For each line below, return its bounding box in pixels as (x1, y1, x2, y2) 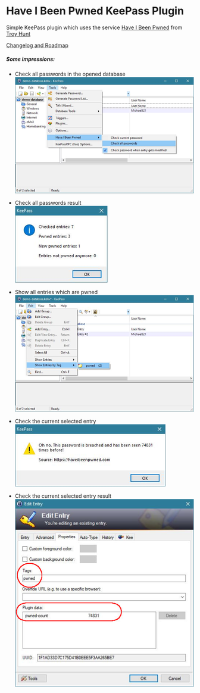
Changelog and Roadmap (6, 42, 68, 49)
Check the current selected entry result (14, 492, 112, 500)
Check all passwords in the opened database (14, 70, 126, 77)
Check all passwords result (14, 199, 82, 207)
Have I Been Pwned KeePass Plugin (6, 4, 185, 18)
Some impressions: (6, 55, 55, 63)
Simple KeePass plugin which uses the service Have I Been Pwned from (6, 24, 183, 31)
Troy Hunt (6, 30, 31, 37)
